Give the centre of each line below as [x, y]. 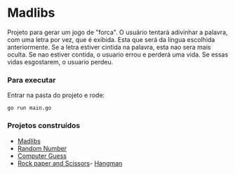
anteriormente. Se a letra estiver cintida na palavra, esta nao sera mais [109, 47]
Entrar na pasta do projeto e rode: [56, 95]
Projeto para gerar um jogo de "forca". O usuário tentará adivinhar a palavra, [117, 32]
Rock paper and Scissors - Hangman [70, 163]
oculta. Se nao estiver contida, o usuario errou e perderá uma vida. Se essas [118, 55]
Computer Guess [42, 156]
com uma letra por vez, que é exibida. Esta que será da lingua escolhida [111, 39]
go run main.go [29, 108]
